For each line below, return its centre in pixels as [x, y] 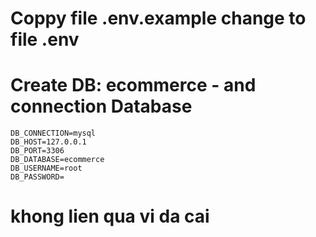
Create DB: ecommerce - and [133, 85]
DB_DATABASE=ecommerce [57, 160]
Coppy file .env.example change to [158, 18]
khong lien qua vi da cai [110, 216]
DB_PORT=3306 [37, 151]
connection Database [101, 106]
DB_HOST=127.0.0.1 [48, 142]
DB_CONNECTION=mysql [53, 133]
